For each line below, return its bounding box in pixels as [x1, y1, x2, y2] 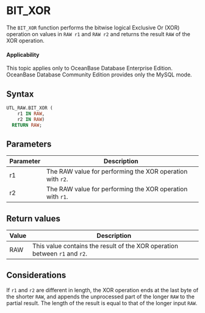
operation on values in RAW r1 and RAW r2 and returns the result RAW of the [6, 30, 190, 37]
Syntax [6, 89, 34, 99]
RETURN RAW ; [12, 122, 43, 128]
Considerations [6, 270, 67, 281]
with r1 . [46, 193, 68, 201]
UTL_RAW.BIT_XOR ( [6, 105, 53, 111]
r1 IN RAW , [17, 111, 45, 117]
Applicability [6, 51, 40, 58]
